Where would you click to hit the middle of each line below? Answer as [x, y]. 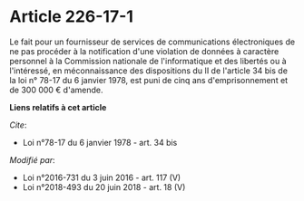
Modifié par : [33, 159]
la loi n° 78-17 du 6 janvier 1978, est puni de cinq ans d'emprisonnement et [149, 80]
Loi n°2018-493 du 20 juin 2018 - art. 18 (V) [104, 187]
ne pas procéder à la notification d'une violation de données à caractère [144, 51]
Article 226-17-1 [72, 17]
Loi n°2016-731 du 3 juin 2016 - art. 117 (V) [102, 177]
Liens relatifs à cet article [58, 107]
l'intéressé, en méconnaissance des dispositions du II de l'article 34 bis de [149, 71]
